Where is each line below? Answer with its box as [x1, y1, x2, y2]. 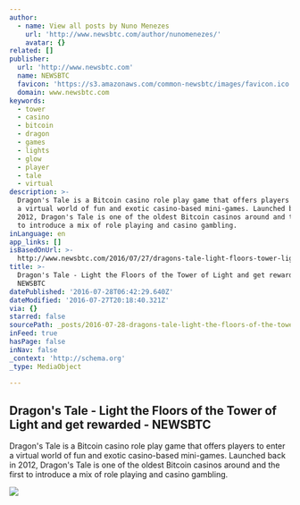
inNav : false [9, 345, 58, 354]
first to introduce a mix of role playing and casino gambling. [9, 469, 229, 480]
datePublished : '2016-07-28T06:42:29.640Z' [9, 287, 174, 296]
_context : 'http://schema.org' [9, 354, 126, 363]
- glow [17, 154, 42, 164]
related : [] [9, 46, 54, 55]
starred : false [9, 312, 66, 322]
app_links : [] [9, 238, 62, 247]
